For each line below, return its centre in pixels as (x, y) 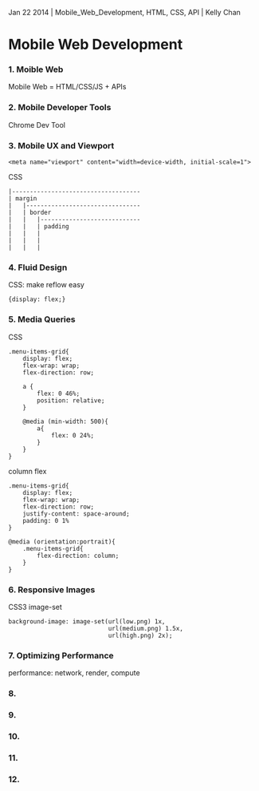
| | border (30, 213)
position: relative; (71, 400)
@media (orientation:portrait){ (62, 542)
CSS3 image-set (35, 607)
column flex (27, 471)
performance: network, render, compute (75, 673)
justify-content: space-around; (76, 514)
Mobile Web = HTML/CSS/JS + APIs (67, 87)
